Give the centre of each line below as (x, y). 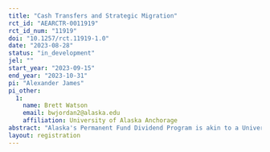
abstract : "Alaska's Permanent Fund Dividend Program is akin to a (124, 128)
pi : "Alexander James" (46, 83)
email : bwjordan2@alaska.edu (72, 113)
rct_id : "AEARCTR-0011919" (53, 23)
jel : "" (21, 61)
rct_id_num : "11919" (43, 31)
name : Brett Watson (55, 105)
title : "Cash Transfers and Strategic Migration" (93, 16)
